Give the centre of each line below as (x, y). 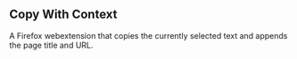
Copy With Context (63, 15)
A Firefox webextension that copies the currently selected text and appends (148, 35)
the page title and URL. (51, 45)
